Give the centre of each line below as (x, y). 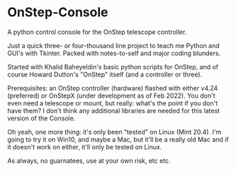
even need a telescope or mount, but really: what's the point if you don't (113, 103)
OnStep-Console (58, 12)
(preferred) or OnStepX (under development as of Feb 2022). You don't (111, 96)
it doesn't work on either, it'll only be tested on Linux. (85, 147)
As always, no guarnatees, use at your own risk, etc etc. (89, 161)
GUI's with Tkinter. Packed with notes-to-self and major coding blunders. (114, 53)
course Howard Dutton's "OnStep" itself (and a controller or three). (105, 74)
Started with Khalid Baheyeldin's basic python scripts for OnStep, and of (113, 67)
